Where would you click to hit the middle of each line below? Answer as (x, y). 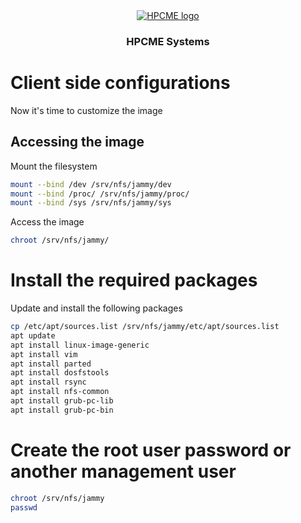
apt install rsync (48, 382)
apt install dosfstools (60, 373)
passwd (24, 507)
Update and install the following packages (96, 308)
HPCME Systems (168, 41)
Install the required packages (134, 280)
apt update (33, 335)
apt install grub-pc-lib (62, 401)
